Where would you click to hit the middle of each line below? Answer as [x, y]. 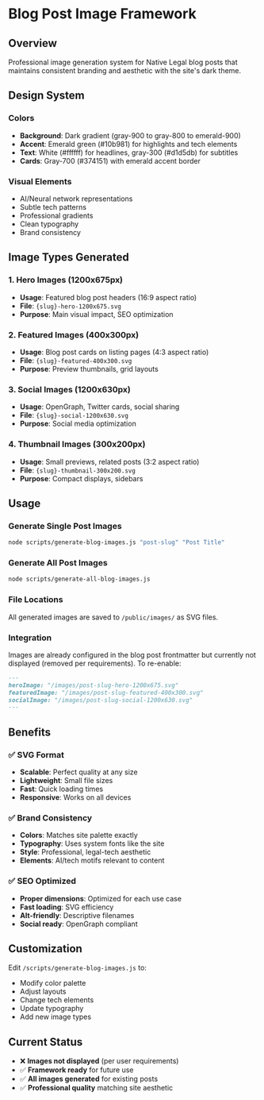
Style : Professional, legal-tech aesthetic [85, 852]
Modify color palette [53, 983]
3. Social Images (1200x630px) [69, 389]
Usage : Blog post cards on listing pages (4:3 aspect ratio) [114, 352]
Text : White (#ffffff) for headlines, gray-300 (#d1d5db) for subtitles [129, 152]
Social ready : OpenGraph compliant [78, 924]
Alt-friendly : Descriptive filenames [77, 915]
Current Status [46, 1042]
